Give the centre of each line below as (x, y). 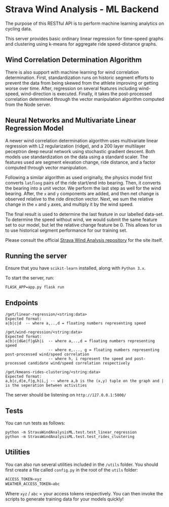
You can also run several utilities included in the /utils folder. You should (82, 464)
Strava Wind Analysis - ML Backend (82, 9)
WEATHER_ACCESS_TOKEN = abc (32, 484)
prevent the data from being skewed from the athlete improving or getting (82, 83)
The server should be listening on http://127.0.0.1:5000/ (66, 395)
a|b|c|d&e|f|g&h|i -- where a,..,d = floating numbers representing (80, 341)
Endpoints (22, 303)
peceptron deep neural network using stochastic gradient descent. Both (80, 151)
